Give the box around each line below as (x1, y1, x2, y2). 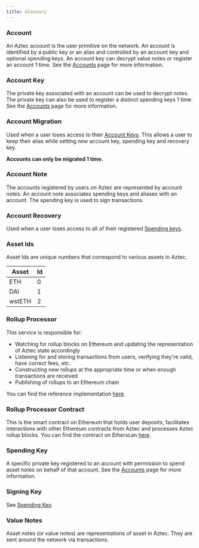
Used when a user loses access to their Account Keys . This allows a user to (6, 131, 192, 138)
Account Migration (6, 117, 62, 126)
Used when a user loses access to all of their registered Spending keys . (6, 225, 183, 232)
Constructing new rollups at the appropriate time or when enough (14, 366, 176, 373)
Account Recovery (6, 211, 62, 220)
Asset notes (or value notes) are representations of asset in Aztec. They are (6, 529, 193, 537)
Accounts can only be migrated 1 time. (6, 155, 103, 162)
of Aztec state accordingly (14, 346, 81, 354)
